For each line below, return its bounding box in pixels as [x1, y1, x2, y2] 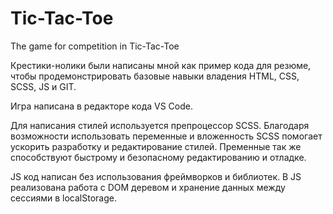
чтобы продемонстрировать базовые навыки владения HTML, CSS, [10, 70, 300, 82]
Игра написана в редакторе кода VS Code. [10, 100, 194, 112]
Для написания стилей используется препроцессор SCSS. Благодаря [10, 119, 310, 131]
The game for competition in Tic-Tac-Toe [10, 40, 180, 52]
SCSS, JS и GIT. [10, 80, 77, 92]
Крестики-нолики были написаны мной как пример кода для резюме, [10, 59, 312, 71]
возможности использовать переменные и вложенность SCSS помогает [10, 130, 323, 142]
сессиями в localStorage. [10, 192, 117, 204]
